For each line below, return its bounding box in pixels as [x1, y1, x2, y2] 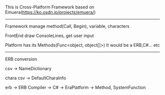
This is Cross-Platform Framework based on [5, 4, 95, 10]
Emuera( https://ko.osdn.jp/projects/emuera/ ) [5, 9, 96, 15]
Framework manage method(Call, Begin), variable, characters [5, 23, 130, 29]
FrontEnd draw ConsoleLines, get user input [5, 33, 94, 38]
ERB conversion [5, 56, 37, 62]
